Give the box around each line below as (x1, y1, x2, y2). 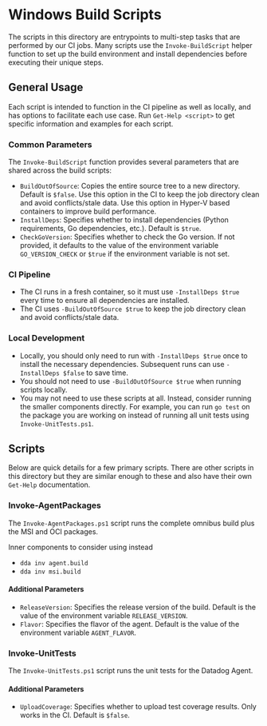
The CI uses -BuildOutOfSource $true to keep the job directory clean (19, 304, 246, 313)
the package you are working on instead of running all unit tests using (19, 410, 249, 420)
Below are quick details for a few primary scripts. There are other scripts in (8, 463, 254, 473)
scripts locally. (19, 385, 68, 394)
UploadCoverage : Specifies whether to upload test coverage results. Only (19, 702, 257, 712)
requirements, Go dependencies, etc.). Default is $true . (19, 224, 202, 233)
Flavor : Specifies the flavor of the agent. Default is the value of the (19, 619, 240, 628)
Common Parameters (8, 138, 92, 150)
